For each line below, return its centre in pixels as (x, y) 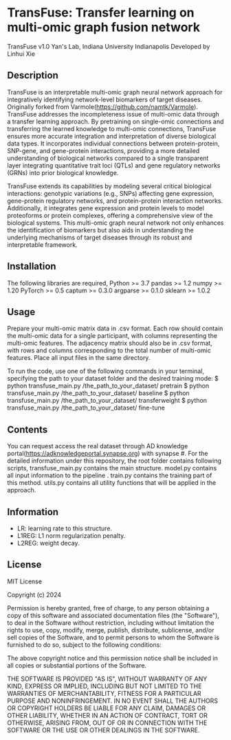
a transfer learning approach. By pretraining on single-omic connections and (115, 121)
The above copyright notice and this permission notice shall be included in (112, 658)
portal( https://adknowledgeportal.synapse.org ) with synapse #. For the (108, 454)
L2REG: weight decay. (48, 543)
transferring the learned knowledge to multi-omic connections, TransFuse (112, 128)
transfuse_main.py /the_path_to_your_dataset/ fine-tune (86, 408)
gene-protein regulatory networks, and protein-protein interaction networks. (115, 201)
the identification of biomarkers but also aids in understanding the (100, 230)
